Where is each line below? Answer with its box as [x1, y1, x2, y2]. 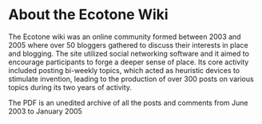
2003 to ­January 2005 [8, 106, 82, 116]
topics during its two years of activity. [8, 82, 133, 92]
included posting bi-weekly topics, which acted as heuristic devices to [8, 65, 240, 75]
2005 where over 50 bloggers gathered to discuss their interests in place [8, 40, 249, 49]
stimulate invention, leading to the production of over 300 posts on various [8, 74, 254, 83]
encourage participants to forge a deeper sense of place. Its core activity [8, 57, 249, 67]
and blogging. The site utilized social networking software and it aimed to [8, 48, 250, 58]
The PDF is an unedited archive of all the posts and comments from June [8, 98, 248, 107]
